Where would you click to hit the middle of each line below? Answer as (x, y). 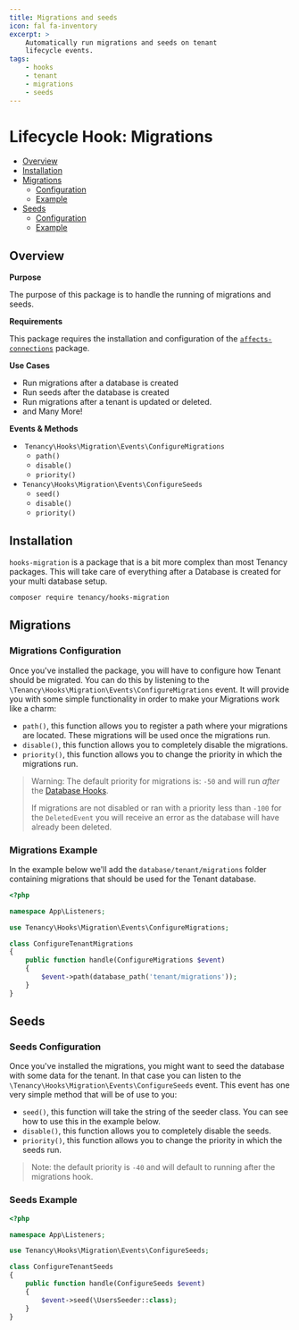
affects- (256, 340)
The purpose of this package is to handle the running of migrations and (140, 295)
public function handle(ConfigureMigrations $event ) (125, 960)
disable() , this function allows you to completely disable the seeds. (147, 1131)
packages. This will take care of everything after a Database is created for (145, 572)
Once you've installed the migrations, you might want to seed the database (147, 1066)
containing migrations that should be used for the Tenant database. (133, 879)
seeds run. (42, 1150)
